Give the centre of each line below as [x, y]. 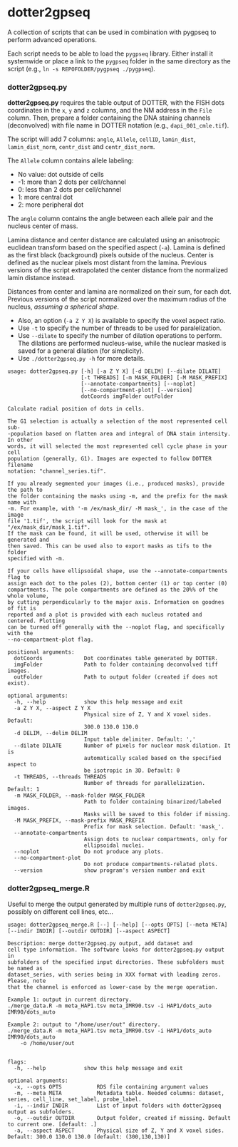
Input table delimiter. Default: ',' [140, 740]
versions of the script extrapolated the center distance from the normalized [118, 270]
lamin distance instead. [41, 278]
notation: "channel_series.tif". [57, 471]
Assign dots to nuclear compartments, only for [156, 839]
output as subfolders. [41, 1112]
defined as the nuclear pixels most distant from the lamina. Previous [107, 263]
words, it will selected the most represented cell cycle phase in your [118, 446]
